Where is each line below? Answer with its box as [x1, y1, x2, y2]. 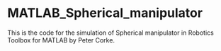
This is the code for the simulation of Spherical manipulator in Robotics [7, 28, 214, 37]
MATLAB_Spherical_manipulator [7, 5, 203, 21]
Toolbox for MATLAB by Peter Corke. [7, 35, 115, 44]
